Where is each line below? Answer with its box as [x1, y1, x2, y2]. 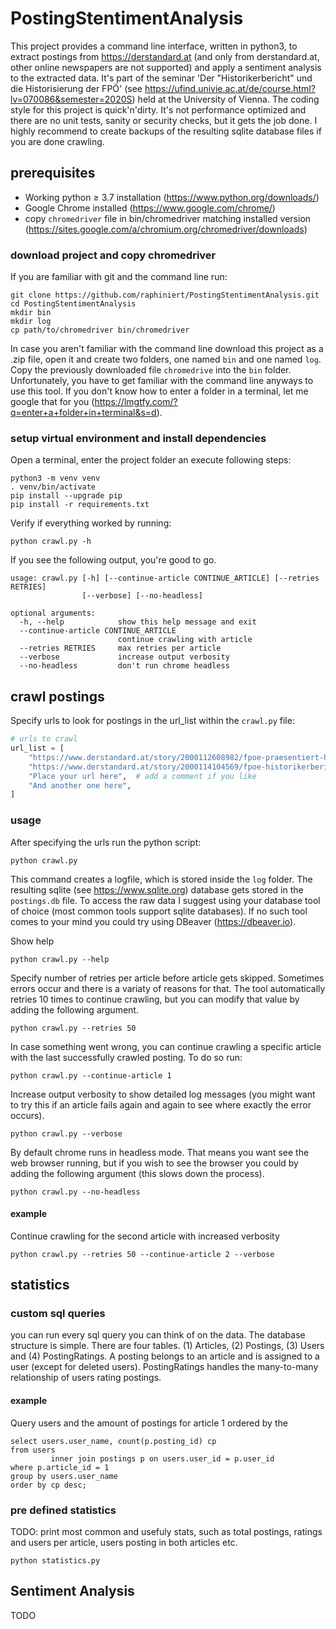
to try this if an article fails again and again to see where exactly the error [10, 1098, 312, 1111]
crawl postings [10, 688, 105, 705]
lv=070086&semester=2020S [10, 93, 133, 105]
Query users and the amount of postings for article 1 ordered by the [10, 1417, 288, 1429]
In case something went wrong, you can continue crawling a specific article [10, 1040, 322, 1052]
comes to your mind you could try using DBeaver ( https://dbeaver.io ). [10, 915, 297, 927]
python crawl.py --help [10, 954, 110, 964]
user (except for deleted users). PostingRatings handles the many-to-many [10, 1361, 319, 1373]
